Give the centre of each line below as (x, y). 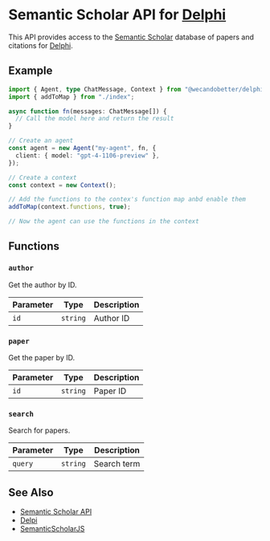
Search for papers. (39, 430)
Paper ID (110, 391)
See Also (31, 492)
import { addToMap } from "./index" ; (72, 97)
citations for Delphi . (41, 45)
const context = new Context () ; (62, 185)
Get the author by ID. (43, 285)
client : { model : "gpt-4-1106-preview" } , (88, 155)
